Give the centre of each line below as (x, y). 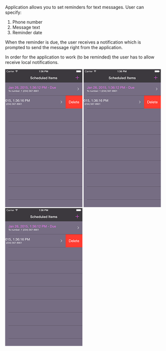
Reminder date (27, 32)
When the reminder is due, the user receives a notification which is (73, 42)
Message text (26, 27)
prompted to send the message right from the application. (64, 47)
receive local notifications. (32, 62)
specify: (13, 12)
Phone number (27, 22)
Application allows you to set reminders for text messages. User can (75, 7)
